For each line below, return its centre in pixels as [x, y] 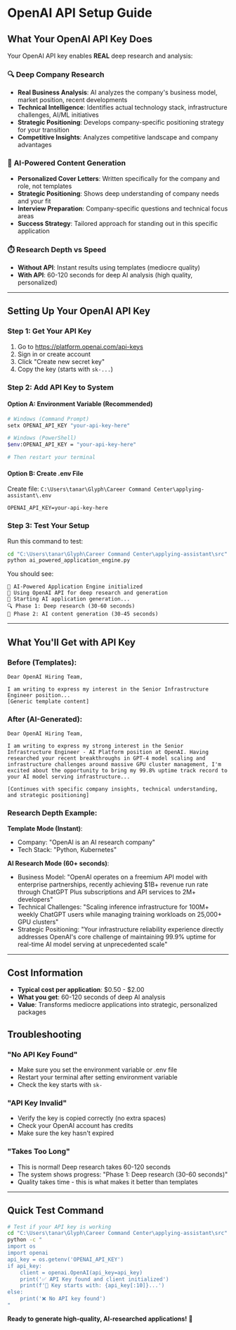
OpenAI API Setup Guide [80, 13]
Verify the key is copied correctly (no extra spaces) [92, 1118]
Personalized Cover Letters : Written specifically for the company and [118, 178]
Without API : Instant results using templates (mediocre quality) [109, 267]
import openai [28, 1253]
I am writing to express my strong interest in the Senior [96, 746]
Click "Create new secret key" [61, 361]
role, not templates [45, 186]
